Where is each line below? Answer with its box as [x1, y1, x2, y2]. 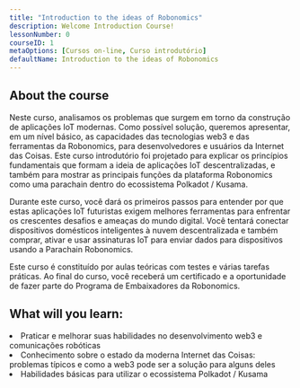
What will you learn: [9, 306, 124, 322]
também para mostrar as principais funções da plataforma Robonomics [9, 169, 273, 180]
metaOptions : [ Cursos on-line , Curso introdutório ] [9, 47, 207, 56]
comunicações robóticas [9, 339, 101, 350]
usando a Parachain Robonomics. [9, 243, 134, 254]
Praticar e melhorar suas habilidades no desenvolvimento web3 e [21, 330, 263, 341]
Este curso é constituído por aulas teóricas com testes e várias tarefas [9, 261, 270, 272]
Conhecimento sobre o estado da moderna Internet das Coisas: [21, 349, 256, 360]
